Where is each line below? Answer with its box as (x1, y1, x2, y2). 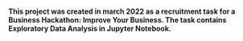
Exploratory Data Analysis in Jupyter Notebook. (8, 23, 171, 33)
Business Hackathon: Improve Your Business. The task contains (8, 14, 227, 24)
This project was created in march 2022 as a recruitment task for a (8, 6, 236, 16)
